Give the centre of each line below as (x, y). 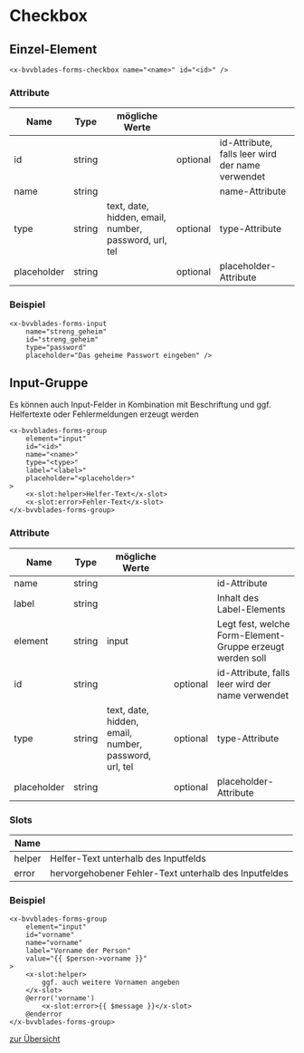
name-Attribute (253, 191)
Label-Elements (251, 609)
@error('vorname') (60, 999)
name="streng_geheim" (66, 332)
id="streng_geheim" (62, 339)
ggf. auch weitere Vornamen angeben (111, 983)
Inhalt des (238, 597)
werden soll (242, 658)
